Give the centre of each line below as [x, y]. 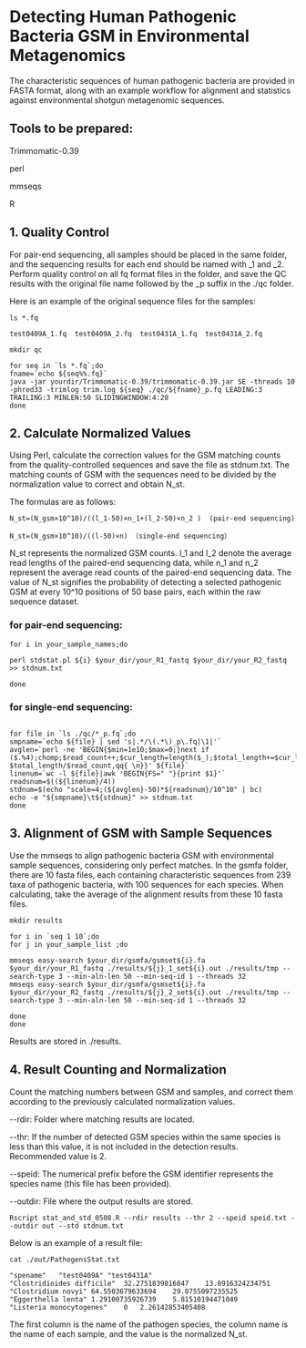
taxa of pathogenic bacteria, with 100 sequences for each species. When [147, 884]
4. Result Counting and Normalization [118, 1070]
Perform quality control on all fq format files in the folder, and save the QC [148, 273]
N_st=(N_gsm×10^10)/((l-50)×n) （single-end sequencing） [120, 536]
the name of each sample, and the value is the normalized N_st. [128, 1333]
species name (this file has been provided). [91, 1183]
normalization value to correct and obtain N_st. [97, 484]
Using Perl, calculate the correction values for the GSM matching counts [145, 455]
